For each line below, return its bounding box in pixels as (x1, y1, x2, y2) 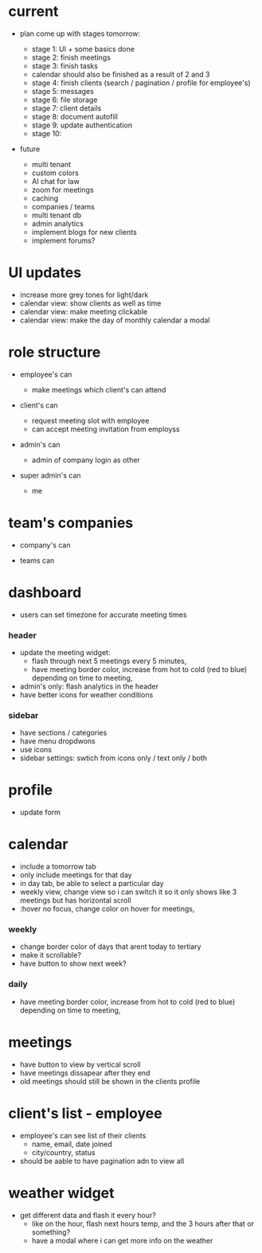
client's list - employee (8, 1104, 162, 1122)
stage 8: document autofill (31, 111, 118, 121)
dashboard (8, 584, 82, 601)
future (19, 144, 41, 154)
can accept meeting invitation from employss (31, 424, 181, 434)
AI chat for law (31, 176, 80, 185)
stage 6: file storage (31, 95, 98, 104)
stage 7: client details (31, 103, 102, 113)
